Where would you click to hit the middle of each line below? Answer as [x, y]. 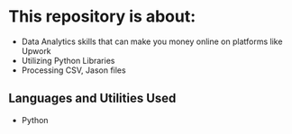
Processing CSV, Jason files [74, 70]
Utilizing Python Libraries [68, 60]
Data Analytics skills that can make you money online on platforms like [152, 41]
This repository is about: [102, 17]
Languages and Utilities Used [92, 98]
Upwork [36, 50]
